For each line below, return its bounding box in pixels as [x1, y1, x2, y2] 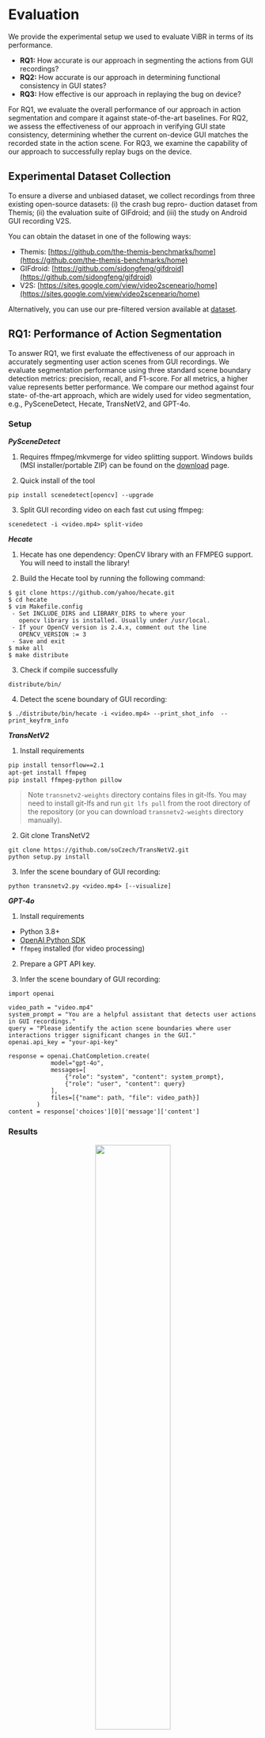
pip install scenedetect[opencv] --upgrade [8, 491, 154, 499]
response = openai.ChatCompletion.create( [8, 1052, 150, 1060]
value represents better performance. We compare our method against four [8, 382, 255, 392]
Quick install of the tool [19, 476, 96, 485]
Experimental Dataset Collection [8, 170, 172, 183]
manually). [27, 815, 62, 825]
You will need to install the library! [19, 557, 131, 568]
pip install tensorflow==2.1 [8, 761, 104, 769]
